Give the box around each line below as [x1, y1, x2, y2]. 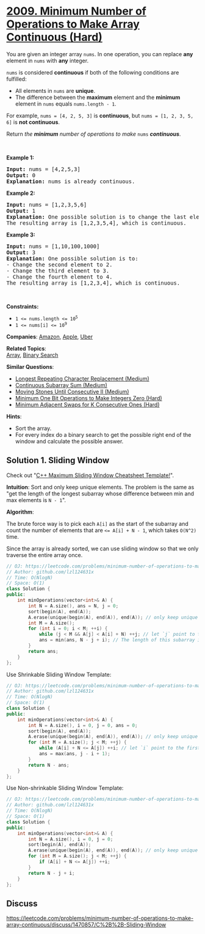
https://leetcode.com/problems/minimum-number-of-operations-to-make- [6, 914, 194, 922]
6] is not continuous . [6, 118, 60, 126]
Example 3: [6, 231, 35, 238]
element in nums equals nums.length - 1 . [15, 100, 117, 108]
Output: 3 [6, 249, 35, 256]
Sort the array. [15, 425, 52, 432]
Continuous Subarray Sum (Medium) [15, 381, 108, 389]
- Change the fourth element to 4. [6, 273, 113, 280]
